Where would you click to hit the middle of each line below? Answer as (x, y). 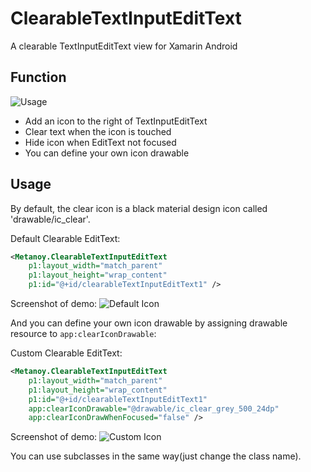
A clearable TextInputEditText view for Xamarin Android (124, 46)
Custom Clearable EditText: (66, 353)
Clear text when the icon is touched (98, 131)
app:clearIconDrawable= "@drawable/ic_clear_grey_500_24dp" (154, 408)
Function (38, 77)
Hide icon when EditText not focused (100, 142)
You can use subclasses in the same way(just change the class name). (156, 456)
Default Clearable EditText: (65, 238)
